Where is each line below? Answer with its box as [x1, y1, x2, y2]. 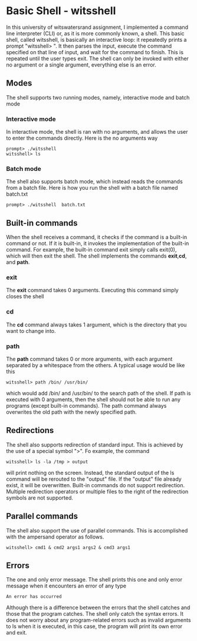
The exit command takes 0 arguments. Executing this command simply [6, 287, 179, 294]
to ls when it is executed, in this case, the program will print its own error [6, 623, 183, 630]
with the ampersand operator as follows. [6, 533, 104, 540]
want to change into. [6, 327, 56, 334]
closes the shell [6, 293, 44, 300]
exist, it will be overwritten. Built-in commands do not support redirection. [6, 481, 185, 488]
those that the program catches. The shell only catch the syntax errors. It [6, 610, 184, 617]
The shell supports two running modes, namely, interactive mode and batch [6, 94, 190, 101]
